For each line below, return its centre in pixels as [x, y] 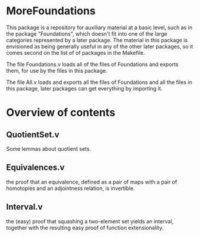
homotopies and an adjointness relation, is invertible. [71, 188]
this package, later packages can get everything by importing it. [84, 88]
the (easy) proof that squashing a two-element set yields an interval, [90, 221]
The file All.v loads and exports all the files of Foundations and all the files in [99, 82]
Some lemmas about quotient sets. [49, 149]
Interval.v [24, 207]
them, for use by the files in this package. [57, 70]
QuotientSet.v [33, 134]
